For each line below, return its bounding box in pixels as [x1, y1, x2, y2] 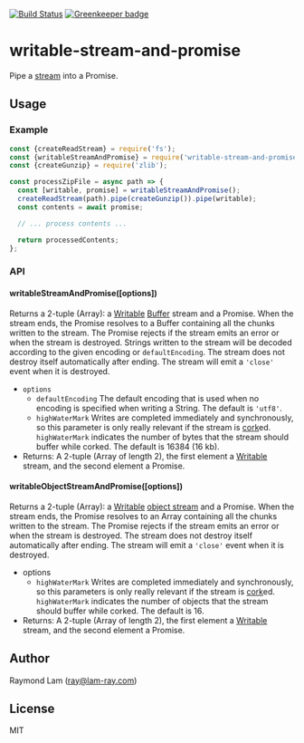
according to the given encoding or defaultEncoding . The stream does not [9, 346, 285, 357]
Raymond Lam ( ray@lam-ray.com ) [9, 675, 138, 686]
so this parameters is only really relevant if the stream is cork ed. [35, 585, 276, 597]
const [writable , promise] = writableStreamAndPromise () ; [17, 186, 242, 195]
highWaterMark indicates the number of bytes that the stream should [35, 431, 290, 442]
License [9, 700, 55, 716]
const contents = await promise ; [17, 202, 144, 212]
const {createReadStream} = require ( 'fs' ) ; [9, 144, 176, 153]
